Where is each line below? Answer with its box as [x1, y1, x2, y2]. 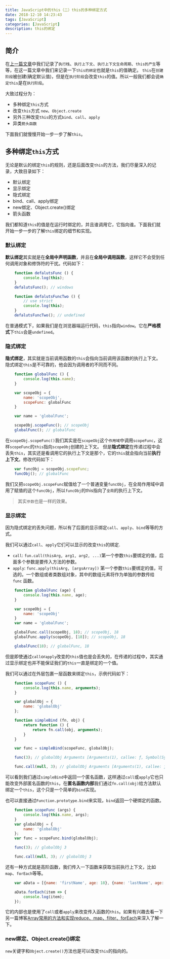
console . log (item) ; [23, 894, 65, 899]
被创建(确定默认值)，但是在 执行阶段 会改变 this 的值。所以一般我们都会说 [12, 73, 160, 79]
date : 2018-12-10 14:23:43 [5, 12, 62, 17]
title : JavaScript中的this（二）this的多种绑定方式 [5, 7, 107, 13]
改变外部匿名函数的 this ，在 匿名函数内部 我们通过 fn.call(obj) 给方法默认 [9, 780, 161, 787]
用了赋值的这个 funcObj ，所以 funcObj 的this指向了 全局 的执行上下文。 [5, 487, 145, 493]
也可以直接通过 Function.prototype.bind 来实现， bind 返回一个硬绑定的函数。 [5, 797, 164, 804]
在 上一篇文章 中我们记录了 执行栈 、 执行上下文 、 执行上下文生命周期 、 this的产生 [5, 60, 156, 66]
